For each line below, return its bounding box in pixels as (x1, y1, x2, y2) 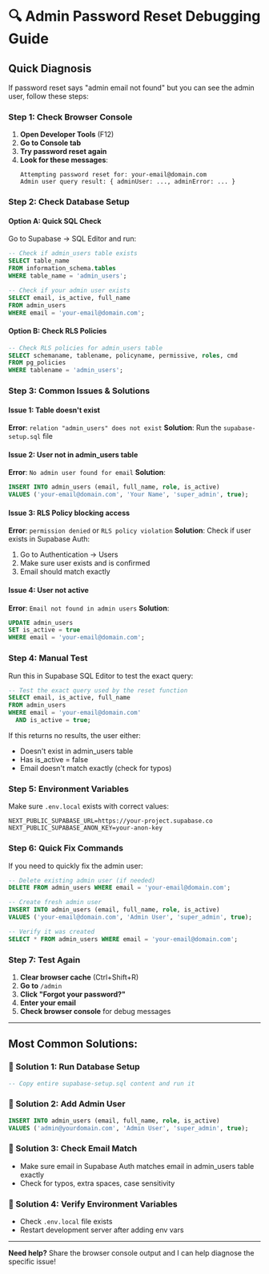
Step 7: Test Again (8, 954, 81, 965)
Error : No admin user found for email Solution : (8, 468, 167, 477)
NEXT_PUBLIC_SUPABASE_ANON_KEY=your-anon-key (8, 824, 163, 832)
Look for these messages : (19, 155, 108, 165)
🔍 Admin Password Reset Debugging (8, 7, 261, 26)
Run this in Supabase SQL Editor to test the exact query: (8, 671, 194, 680)
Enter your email (19, 997, 76, 1008)
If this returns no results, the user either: (8, 730, 142, 740)
